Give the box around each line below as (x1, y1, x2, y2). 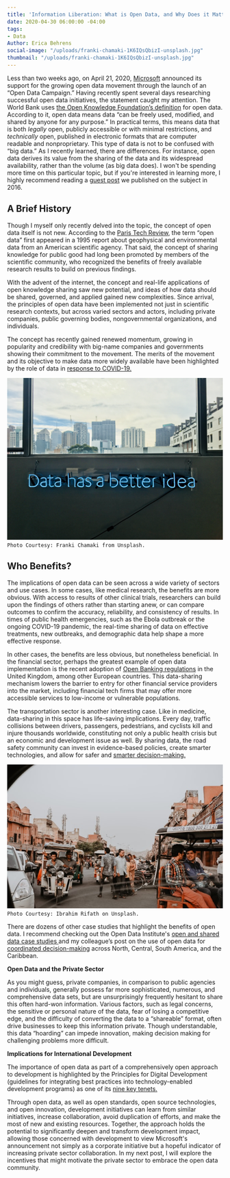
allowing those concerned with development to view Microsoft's (7, 1134, 188, 1142)
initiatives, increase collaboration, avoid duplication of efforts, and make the (7, 1112, 221, 1120)
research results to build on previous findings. (7, 264, 137, 273)
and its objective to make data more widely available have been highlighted (7, 357, 219, 365)
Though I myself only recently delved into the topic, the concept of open (7, 221, 212, 229)
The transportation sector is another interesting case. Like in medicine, (7, 707, 207, 715)
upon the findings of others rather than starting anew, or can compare (7, 600, 205, 609)
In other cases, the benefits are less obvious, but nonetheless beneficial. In (7, 650, 219, 658)
